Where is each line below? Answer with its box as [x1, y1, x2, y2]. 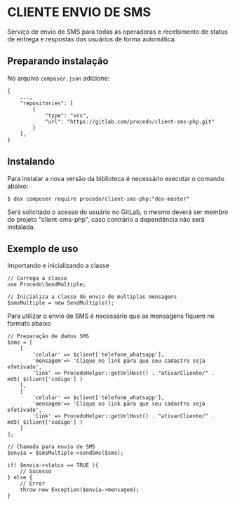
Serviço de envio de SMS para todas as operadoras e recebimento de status [7, 27, 228, 36]
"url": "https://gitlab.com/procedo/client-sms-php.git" [44, 118, 215, 125]
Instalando [7, 156, 55, 168]
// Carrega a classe [7, 275, 68, 282]
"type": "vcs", [44, 112, 90, 119]
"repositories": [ [20, 100, 74, 107]
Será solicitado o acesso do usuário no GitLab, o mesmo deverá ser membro [7, 208, 229, 216]
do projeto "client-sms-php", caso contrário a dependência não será [7, 215, 205, 223]
